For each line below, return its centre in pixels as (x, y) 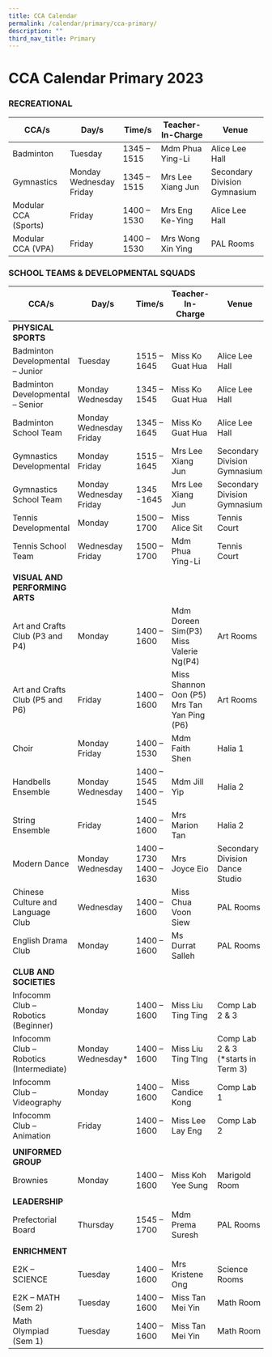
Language (32, 913)
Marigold (234, 1176)
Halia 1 (231, 748)
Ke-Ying (177, 220)
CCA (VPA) (34, 248)
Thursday (96, 1225)
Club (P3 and (38, 636)
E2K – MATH (36, 1298)
